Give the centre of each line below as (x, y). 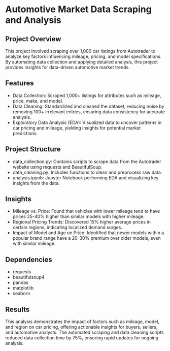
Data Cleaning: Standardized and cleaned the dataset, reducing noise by (88, 106)
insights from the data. (36, 183)
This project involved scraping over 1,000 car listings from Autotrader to (80, 51)
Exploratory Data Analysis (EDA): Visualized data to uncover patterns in (87, 122)
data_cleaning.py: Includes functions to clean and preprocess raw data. (87, 172)
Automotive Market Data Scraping (79, 9)
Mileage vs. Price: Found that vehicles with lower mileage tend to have (86, 211)
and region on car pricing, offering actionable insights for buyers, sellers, (81, 327)
